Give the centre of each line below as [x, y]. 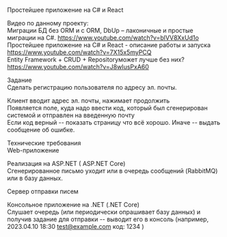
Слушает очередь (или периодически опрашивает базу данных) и [104, 212]
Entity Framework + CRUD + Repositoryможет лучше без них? [96, 60]
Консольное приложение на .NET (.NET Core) [74, 204]
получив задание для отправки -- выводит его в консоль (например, [108, 219]
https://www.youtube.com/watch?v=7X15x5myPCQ [79, 52]
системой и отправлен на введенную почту [71, 115]
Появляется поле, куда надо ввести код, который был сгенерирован [107, 108]
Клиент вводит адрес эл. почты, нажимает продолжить [88, 101]
